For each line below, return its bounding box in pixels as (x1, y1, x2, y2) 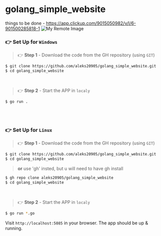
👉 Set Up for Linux (5, 126, 52, 133)
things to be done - (5, 20, 45, 26)
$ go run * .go (5, 210, 35, 216)
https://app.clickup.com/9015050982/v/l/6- (46, 20, 136, 26)
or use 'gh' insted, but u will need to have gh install (17, 165, 123, 172)
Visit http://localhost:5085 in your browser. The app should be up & (5, 220, 148, 226)
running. (5, 225, 23, 231)
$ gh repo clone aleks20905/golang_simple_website (5, 175, 114, 180)
